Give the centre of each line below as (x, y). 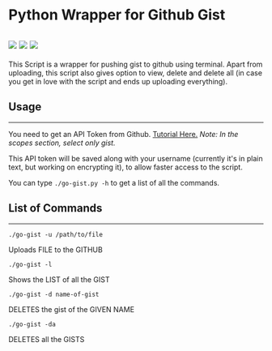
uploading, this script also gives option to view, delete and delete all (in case (136, 73)
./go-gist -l (30, 264)
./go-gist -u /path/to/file (56, 234)
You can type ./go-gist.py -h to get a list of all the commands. (114, 182)
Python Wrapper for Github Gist (117, 15)
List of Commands (55, 208)
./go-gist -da (32, 324)
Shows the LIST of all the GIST (59, 279)
